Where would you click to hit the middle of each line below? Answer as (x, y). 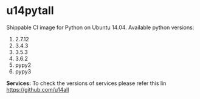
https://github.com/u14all (38, 89)
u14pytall (30, 11)
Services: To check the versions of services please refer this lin (86, 83)
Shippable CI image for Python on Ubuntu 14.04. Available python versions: (100, 27)
